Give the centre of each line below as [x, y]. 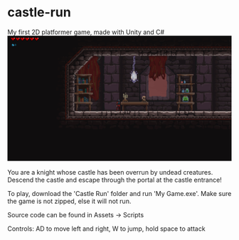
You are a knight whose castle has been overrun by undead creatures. [110, 173]
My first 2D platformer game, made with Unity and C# [86, 32]
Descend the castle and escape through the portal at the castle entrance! [115, 180]
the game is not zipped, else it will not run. [69, 201]
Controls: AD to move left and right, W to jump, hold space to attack [106, 229]
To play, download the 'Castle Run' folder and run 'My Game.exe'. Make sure [119, 194]
